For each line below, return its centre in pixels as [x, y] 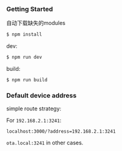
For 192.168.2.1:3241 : [34, 121]
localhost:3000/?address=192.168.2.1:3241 [61, 132]
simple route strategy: [34, 109]
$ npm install [24, 35]
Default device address [41, 95]
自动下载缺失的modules [36, 23]
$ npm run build [27, 80]
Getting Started [30, 9]
